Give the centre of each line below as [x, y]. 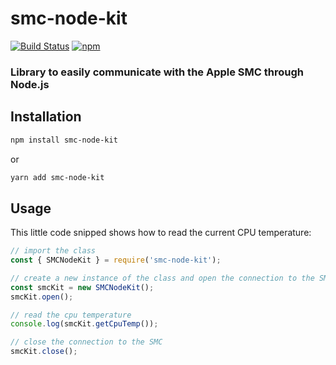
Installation [46, 117]
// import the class [53, 251]
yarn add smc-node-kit [57, 177]
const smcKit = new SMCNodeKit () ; [82, 287]
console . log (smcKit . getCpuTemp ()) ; [84, 324]
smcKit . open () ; [42, 297]
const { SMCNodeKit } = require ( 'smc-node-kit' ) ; [116, 260]
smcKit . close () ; [44, 352]
